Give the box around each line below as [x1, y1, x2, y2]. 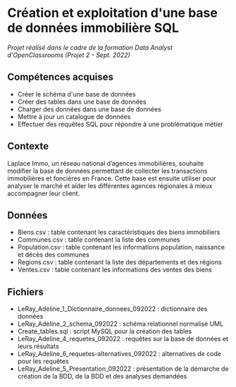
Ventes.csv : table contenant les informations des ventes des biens [17, 266, 213, 274]
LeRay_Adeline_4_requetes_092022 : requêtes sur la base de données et [17, 335, 229, 343]
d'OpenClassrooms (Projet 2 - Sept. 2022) [7, 51, 130, 59]
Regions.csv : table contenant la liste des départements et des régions [17, 258, 222, 266]
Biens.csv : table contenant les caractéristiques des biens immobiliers [17, 228, 221, 237]
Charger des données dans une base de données [17, 104, 162, 113]
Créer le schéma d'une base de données [17, 90, 136, 98]
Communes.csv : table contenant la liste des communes [17, 235, 180, 244]
